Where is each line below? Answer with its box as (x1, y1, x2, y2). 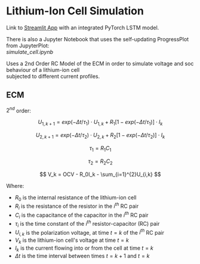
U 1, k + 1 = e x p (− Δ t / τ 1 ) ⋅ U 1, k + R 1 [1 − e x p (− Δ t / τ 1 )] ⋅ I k (38, 119, 163, 127)
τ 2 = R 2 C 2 (88, 157, 113, 166)
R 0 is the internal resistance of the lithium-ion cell (14, 193, 137, 202)
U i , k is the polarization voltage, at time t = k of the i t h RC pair (14, 227, 164, 238)
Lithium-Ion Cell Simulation (6, 4, 144, 18)
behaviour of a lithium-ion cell (6, 66, 80, 73)
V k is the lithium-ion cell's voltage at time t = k (14, 236, 130, 245)
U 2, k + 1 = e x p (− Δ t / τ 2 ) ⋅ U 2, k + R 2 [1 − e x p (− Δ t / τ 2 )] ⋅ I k (35, 132, 165, 140)
